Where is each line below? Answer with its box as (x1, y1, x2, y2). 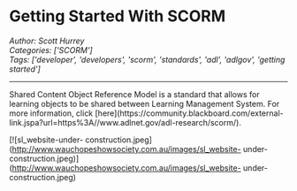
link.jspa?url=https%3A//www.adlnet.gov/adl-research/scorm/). (9, 117, 241, 127)
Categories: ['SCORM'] (9, 44, 93, 55)
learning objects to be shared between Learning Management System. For (9, 98, 280, 109)
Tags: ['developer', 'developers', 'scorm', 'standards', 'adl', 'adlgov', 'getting (9, 54, 286, 65)
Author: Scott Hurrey (9, 35, 85, 46)
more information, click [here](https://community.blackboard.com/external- (9, 108, 285, 118)
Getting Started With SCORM (9, 6, 226, 27)
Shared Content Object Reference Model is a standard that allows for (9, 88, 260, 99)
